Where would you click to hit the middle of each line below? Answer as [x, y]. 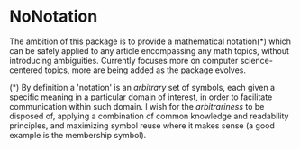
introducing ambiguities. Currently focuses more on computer [124, 60]
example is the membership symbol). [78, 135]
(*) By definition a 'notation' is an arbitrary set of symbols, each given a [142, 87]
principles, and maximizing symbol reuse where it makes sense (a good [142, 125]
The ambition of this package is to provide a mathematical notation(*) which [150, 41]
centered [26, 70]
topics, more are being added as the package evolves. [145, 70]
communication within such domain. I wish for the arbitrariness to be [137, 106]
